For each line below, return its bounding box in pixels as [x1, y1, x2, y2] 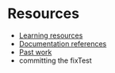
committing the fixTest [18, 56, 92, 65]
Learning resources [18, 31, 83, 40]
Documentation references [18, 38, 107, 48]
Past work [18, 47, 52, 57]
